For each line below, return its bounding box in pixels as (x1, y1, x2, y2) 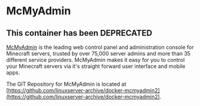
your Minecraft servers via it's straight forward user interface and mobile (6, 63, 186, 70)
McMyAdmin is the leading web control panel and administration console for (6, 43, 195, 51)
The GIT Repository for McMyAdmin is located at (6, 80, 127, 88)
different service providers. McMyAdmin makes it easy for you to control (6, 57, 185, 63)
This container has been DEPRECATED (6, 28, 153, 38)
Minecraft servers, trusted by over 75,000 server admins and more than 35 (6, 50, 190, 57)
